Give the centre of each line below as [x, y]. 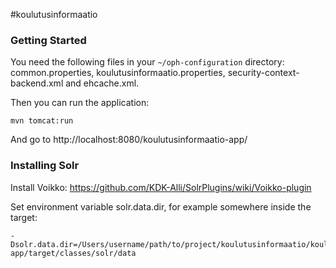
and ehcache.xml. [102, 83]
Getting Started [48, 40]
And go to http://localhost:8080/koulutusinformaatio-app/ [129, 140]
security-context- [263, 73]
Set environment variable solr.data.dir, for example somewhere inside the [161, 206]
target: [24, 217]
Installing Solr [45, 166]
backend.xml [37, 83]
